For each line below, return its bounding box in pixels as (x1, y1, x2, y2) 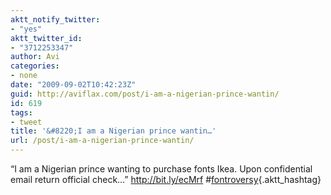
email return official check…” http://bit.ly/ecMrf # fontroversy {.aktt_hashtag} (10, 174, 322, 185)
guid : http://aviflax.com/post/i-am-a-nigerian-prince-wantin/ (10, 89, 280, 99)
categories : (10, 61, 60, 71)
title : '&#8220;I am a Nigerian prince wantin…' (10, 126, 217, 136)
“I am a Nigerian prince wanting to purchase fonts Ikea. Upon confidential (10, 163, 313, 175)
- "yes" (10, 24, 43, 34)
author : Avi (10, 52, 60, 62)
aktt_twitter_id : (10, 33, 83, 43)
